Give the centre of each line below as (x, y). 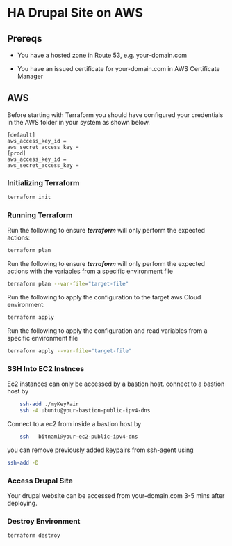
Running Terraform (40, 215)
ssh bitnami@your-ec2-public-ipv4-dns (79, 437)
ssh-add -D (23, 462)
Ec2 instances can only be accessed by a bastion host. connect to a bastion (116, 384)
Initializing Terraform (43, 182)
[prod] (17, 153)
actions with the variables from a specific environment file (90, 271)
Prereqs (25, 39)
